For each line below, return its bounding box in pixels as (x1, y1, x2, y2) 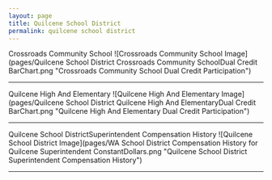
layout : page (8, 11, 53, 20)
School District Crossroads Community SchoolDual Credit (66, 57, 257, 67)
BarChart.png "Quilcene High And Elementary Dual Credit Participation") (8, 107, 250, 116)
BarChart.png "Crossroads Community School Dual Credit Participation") (8, 66, 252, 76)
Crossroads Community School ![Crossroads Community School (8, 49, 223, 59)
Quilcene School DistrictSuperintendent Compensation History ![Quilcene (8, 130, 253, 140)
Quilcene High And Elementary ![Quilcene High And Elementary (8, 90, 220, 99)
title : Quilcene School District (8, 19, 121, 27)
